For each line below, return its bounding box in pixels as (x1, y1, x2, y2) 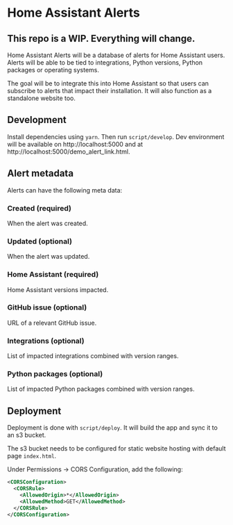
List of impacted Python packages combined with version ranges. (7, 385, 195, 394)
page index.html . (7, 452, 57, 460)
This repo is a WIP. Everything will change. (7, 33, 196, 45)
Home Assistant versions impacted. (7, 285, 109, 293)
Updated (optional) (7, 236, 73, 246)
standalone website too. (7, 94, 76, 102)
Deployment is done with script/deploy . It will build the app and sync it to (7, 423, 218, 432)
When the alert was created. (7, 219, 88, 227)
